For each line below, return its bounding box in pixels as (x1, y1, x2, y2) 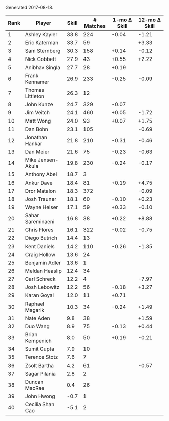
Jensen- (37, 156, 59, 163)
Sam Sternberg (25, 47, 61, 54)
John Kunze (25, 101, 53, 108)
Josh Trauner (25, 196, 57, 202)
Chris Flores (25, 226, 54, 233)
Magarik (25, 307, 45, 313)
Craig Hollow (25, 251, 56, 258)
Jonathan (25, 134, 48, 141)
